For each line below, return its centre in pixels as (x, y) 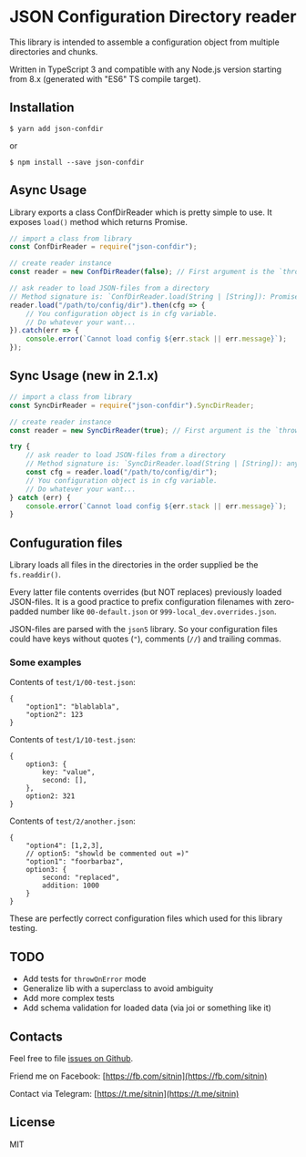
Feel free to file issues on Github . (71, 1058)
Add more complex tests (69, 998)
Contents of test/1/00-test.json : (73, 682)
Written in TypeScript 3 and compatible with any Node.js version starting (146, 69)
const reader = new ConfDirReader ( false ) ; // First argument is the (142, 272)
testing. (24, 928)
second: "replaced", (81, 878)
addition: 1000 (71, 886)
